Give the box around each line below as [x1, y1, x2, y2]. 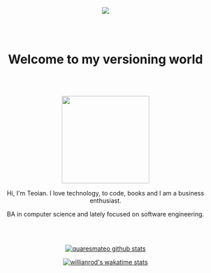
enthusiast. [89, 196, 122, 205]
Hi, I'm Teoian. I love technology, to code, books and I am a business [6, 189, 205, 197]
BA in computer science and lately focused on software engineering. [6, 209, 205, 218]
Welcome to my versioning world [8, 52, 203, 68]
